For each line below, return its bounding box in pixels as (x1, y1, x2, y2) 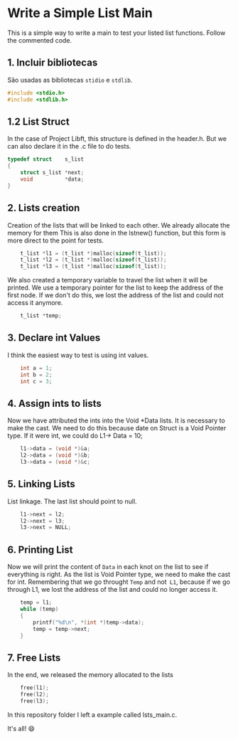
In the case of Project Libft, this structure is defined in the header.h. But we (7, 134, 227, 143)
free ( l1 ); (20, 684, 50, 691)
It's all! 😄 (7, 724, 36, 733)
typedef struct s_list (7, 156, 84, 163)
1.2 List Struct (7, 115, 70, 127)
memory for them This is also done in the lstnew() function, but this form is (7, 228, 226, 237)
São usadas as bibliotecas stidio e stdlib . (7, 75, 133, 84)
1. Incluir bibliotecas (7, 57, 98, 69)
